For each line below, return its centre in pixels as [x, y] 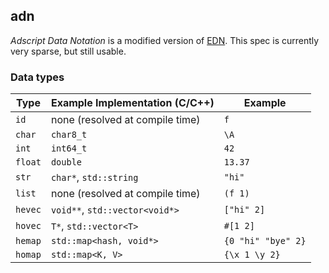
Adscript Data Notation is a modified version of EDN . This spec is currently [165, 40]
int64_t [69, 148]
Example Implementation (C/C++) [132, 103]
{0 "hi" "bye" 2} [265, 241]
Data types [37, 77]
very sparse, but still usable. [68, 51]
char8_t [69, 135]
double [66, 162]
